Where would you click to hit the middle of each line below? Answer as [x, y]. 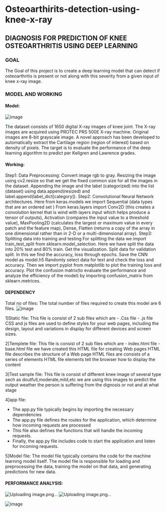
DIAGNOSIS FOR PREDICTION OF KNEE [66, 38]
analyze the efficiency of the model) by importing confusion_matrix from [79, 276]
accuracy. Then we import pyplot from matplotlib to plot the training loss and [83, 265]
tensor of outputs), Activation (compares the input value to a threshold [77, 218]
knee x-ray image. [24, 81]
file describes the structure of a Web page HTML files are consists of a [78, 354]
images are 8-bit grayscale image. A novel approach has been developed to [83, 137]
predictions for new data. [31, 472]
